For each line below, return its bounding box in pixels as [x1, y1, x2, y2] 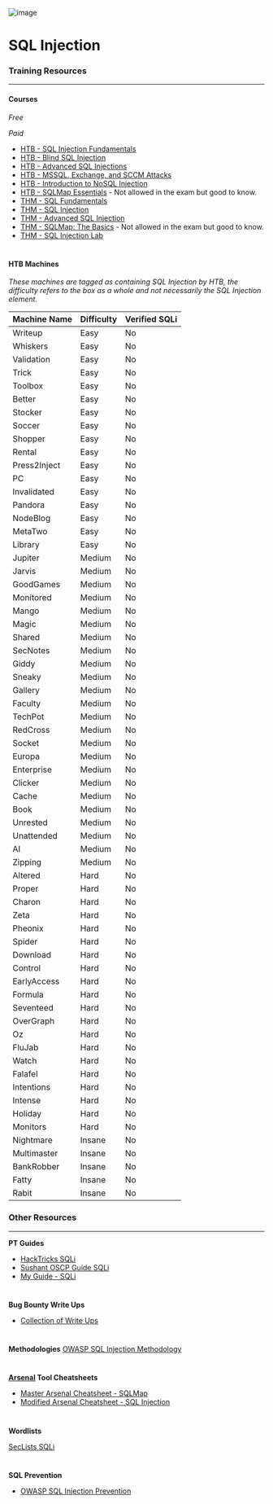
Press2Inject [12, 460, 61, 471]
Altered [12, 870, 41, 881]
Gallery [12, 685, 41, 696]
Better [12, 393, 37, 405]
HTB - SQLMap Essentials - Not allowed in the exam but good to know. [19, 187, 258, 197]
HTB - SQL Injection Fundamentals [19, 143, 136, 154]
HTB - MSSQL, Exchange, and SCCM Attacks [19, 169, 172, 179]
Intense [12, 1095, 41, 1107]
